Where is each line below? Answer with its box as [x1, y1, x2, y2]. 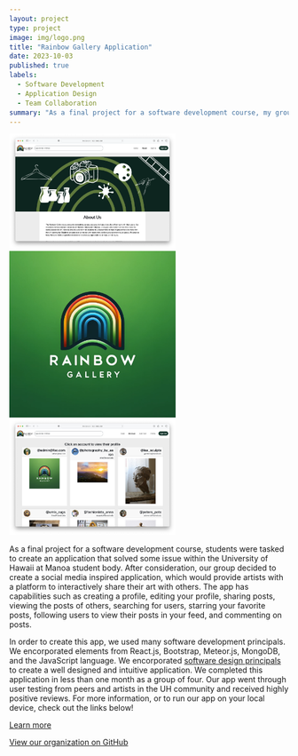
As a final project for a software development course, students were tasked [9, 544, 285, 554]
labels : [9, 71, 38, 80]
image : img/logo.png [9, 33, 86, 42]
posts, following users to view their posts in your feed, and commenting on [9, 609, 282, 621]
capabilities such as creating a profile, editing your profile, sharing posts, [9, 591, 276, 601]
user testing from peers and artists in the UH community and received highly [9, 684, 289, 695]
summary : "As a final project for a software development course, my [9, 107, 272, 117]
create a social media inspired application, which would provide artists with [9, 572, 284, 583]
